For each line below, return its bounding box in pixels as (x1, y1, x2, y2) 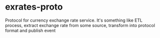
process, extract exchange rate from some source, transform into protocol (5, 22, 156, 28)
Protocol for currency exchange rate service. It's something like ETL (5, 17, 143, 23)
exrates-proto (5, 1, 63, 13)
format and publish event (5, 27, 56, 33)
